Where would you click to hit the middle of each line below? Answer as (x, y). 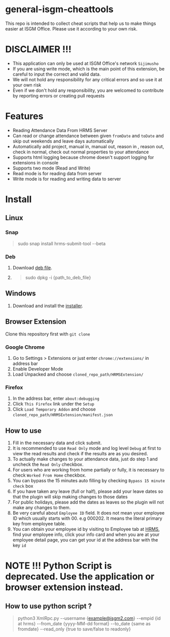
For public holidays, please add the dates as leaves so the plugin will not (88, 502)
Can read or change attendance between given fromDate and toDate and (88, 136)
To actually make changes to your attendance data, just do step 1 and (85, 459)
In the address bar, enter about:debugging (56, 398)
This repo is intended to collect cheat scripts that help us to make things (81, 23)
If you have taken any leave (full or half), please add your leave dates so (88, 491)
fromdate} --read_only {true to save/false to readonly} (74, 629)
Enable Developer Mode (38, 368)
